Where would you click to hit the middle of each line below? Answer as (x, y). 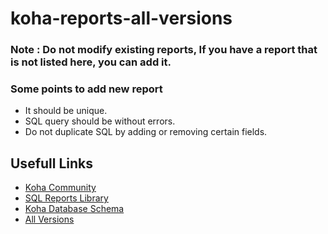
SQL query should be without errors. (100, 121)
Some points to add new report (86, 89)
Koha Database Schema (74, 209)
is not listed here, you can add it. (91, 62)
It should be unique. (66, 111)
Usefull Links (52, 163)
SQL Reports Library (66, 198)
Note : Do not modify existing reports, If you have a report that (164, 50)
